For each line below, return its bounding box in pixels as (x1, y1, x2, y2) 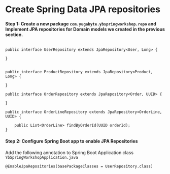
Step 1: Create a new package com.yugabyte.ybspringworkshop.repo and (5, 20, 156, 26)
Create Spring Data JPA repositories (5, 4, 161, 15)
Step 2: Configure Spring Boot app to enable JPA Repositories (5, 138, 138, 144)
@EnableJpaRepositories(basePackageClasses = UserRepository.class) (5, 164, 153, 169)
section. (5, 32, 23, 38)
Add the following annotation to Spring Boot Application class (5, 149, 133, 156)
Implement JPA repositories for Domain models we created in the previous (5, 26, 165, 32)
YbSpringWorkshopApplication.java (5, 155, 79, 160)
